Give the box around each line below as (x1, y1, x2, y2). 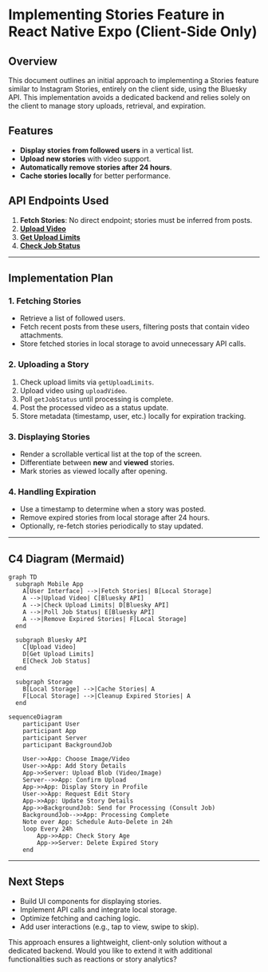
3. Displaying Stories (8, 431, 90, 442)
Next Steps (8, 875, 65, 889)
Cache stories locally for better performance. (19, 170, 171, 181)
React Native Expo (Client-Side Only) (8, 22, 258, 41)
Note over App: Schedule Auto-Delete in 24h (22, 818, 173, 827)
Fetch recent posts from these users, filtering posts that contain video (19, 322, 250, 332)
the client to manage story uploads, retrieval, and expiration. (8, 102, 206, 110)
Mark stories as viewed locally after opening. (19, 466, 167, 476)
